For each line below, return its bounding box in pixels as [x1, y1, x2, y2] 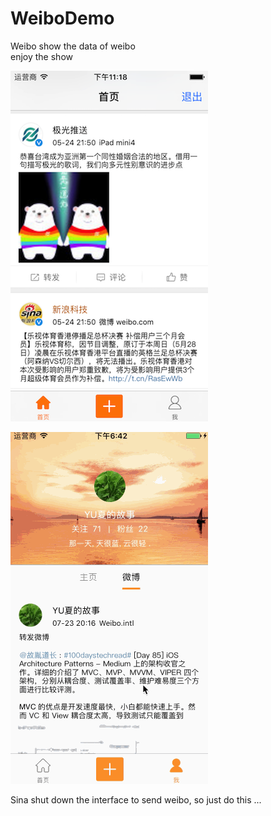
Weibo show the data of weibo [10, 40, 136, 52]
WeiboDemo [10, 7, 115, 30]
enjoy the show [10, 50, 73, 62]
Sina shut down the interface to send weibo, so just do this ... [10, 793, 262, 806]
